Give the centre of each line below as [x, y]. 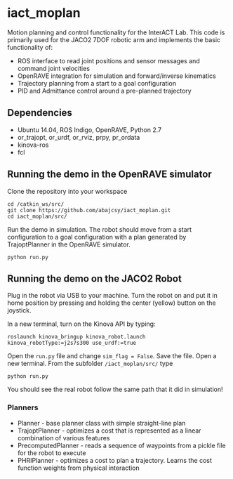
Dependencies [40, 113]
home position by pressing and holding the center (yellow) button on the [112, 303]
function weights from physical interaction [78, 468]
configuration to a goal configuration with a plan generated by [97, 237]
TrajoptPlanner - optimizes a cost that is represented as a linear [109, 431]
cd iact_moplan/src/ [38, 216]
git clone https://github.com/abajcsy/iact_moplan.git [89, 210]
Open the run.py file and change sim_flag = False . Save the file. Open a [112, 356]
